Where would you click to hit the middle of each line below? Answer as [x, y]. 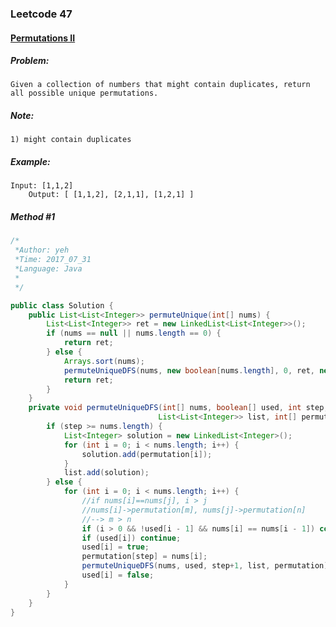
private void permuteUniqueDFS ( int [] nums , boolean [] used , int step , [178, 408]
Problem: [30, 61]
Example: [30, 162]
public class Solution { [62, 305]
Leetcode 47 [41, 14]
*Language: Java [48, 269]
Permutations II [43, 38]
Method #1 [33, 217]
